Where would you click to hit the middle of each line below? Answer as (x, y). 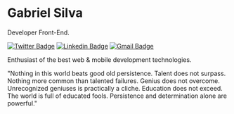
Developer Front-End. (39, 32)
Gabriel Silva (45, 13)
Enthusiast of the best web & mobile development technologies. (99, 59)
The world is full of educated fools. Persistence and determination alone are (117, 96)
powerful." (22, 103)
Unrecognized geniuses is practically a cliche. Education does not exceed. (115, 88)
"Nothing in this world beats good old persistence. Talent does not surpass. (117, 73)
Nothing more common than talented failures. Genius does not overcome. (113, 81)
